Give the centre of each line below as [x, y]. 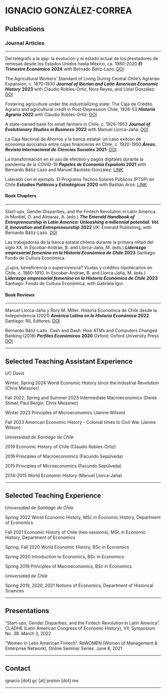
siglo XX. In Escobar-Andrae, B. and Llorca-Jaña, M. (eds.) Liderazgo [76, 247]
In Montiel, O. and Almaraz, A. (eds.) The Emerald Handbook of [70, 217]
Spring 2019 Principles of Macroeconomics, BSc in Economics [68, 566]
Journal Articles [25, 43]
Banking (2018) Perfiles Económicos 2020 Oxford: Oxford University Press [82, 336]
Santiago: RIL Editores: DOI [33, 321]
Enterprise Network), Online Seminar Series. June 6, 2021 [64, 648]
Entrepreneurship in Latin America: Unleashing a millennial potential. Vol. [82, 222]
